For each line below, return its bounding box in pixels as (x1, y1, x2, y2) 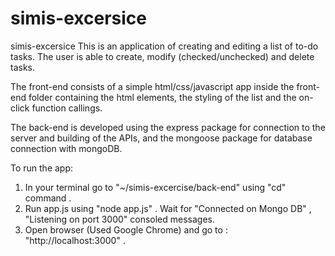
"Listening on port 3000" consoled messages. (24, 213, 216, 225)
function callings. (31, 102, 103, 114)
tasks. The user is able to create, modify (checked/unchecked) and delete (10, 50, 315, 62)
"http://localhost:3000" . (24, 234, 126, 246)
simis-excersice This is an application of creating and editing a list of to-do (10, 40, 319, 52)
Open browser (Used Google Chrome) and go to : (24, 223, 228, 236)
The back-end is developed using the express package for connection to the (10, 121, 326, 133)
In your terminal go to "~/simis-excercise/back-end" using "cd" (24, 181, 287, 193)
